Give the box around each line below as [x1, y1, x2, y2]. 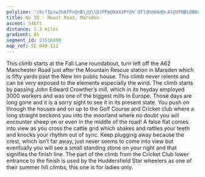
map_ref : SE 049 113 [6, 43, 59, 49]
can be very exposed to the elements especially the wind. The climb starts [6, 79, 193, 86]
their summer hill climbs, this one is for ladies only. [6, 163, 134, 171]
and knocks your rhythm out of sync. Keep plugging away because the [6, 131, 184, 138]
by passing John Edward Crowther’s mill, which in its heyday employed [6, 85, 185, 93]
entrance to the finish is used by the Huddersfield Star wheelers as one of [6, 157, 192, 164]
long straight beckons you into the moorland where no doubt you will [6, 111, 179, 119]
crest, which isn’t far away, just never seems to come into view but [6, 137, 174, 145]
